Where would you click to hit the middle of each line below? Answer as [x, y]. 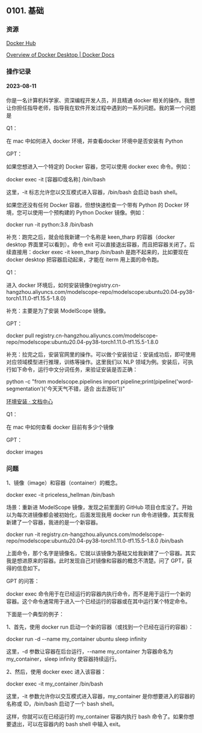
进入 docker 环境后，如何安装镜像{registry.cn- [64, 285]
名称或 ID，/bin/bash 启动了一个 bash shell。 [62, 704]
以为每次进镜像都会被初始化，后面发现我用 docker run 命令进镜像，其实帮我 [100, 515]
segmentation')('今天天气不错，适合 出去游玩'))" [66, 388]
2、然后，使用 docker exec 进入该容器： [56, 672]
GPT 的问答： [23, 581]
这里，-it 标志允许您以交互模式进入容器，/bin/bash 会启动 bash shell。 [93, 192]
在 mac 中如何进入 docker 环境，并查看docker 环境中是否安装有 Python [95, 141]
